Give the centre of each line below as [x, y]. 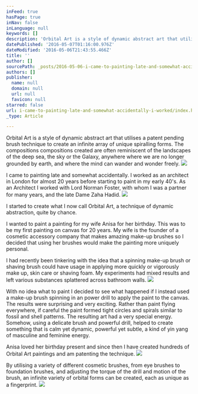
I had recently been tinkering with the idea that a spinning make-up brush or [98, 261]
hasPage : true [24, 17]
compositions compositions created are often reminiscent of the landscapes [98, 151]
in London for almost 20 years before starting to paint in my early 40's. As [96, 181]
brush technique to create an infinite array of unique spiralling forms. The [95, 144]
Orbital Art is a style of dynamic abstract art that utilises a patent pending [95, 138]
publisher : [19, 77]
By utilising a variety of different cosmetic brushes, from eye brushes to [93, 365]
